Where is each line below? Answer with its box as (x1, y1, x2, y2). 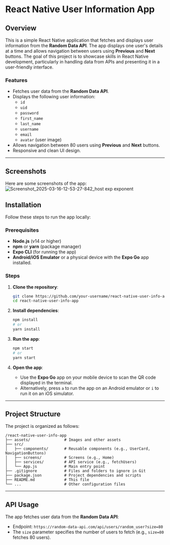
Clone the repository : (12, 284, 59, 290)
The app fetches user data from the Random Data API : (5, 514, 119, 520)
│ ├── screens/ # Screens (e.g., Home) (5, 455, 114, 460)
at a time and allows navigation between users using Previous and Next (5, 48, 155, 54)
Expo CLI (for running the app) (12, 249, 76, 255)
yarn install (12, 327, 40, 332)
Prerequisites (5, 227, 39, 234)
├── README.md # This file (5, 478, 90, 483)
